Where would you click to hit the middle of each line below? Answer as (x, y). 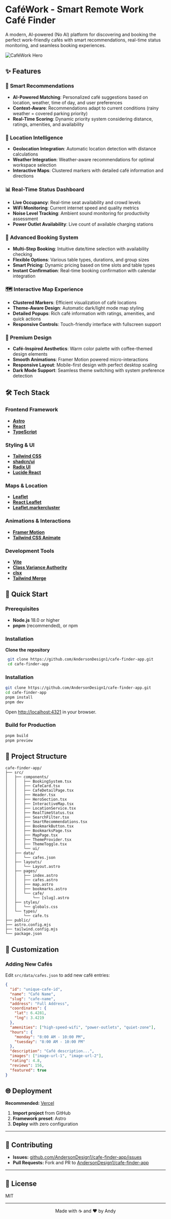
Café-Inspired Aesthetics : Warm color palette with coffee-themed (82, 349)
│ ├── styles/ (22, 902)
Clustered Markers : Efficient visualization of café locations (75, 302)
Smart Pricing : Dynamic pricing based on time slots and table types (84, 265)
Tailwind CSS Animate (37, 537)
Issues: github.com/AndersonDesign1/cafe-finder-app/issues (77, 1157)
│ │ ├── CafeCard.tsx (33, 786)
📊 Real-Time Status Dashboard (45, 189)
